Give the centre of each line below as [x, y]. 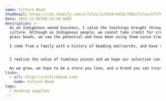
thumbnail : [16, 14]
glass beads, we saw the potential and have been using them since [81, 37]
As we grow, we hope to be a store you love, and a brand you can [79, 68]
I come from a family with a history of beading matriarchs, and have [84, 46]
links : [12, 73]
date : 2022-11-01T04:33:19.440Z [38, 19]
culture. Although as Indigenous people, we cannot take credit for [82, 32]
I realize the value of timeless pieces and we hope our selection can [85, 59]
